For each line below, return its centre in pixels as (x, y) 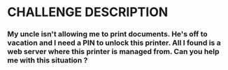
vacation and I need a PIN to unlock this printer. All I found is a (114, 43)
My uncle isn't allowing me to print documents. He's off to (107, 34)
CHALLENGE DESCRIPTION (88, 12)
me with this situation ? (48, 60)
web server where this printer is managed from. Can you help (113, 52)
